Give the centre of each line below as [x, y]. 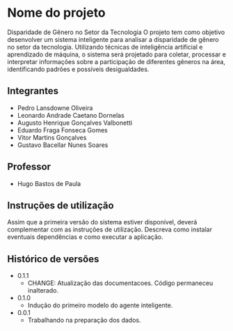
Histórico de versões [53, 259]
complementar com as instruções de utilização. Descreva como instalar [110, 230]
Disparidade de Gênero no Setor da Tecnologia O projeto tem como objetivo [116, 32]
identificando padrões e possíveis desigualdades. [78, 69]
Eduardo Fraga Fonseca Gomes [62, 130]
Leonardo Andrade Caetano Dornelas [71, 115]
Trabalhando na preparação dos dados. [84, 320]
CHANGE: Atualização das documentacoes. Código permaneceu [120, 283]
